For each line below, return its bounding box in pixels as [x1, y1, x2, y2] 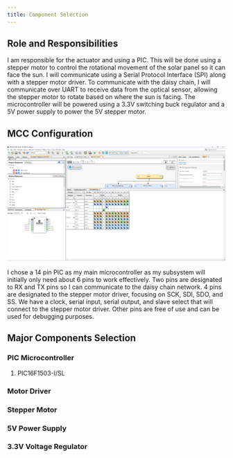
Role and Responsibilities [7, 38, 119, 50]
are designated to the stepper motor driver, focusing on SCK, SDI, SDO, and [7, 290, 223, 299]
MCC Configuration [7, 127, 94, 139]
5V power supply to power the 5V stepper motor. [7, 107, 147, 116]
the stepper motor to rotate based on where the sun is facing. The [7, 93, 196, 101]
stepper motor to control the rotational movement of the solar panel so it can [7, 63, 226, 72]
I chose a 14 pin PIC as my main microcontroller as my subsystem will [7, 268, 206, 276]
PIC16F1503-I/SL [17, 369, 65, 377]
